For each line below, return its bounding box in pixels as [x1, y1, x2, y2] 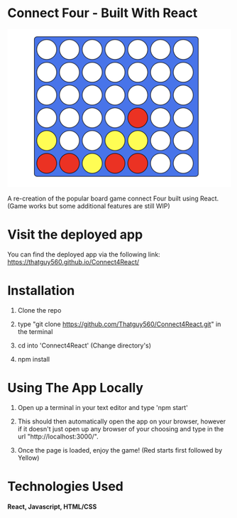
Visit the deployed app [7, 227, 143, 243]
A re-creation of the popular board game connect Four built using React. [7, 194, 219, 203]
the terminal [17, 328, 53, 336]
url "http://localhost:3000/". [17, 432, 99, 441]
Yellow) [17, 453, 40, 463]
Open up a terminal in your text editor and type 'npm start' [17, 404, 188, 412]
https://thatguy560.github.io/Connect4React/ [7, 258, 140, 266]
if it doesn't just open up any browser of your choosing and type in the [17, 425, 224, 433]
